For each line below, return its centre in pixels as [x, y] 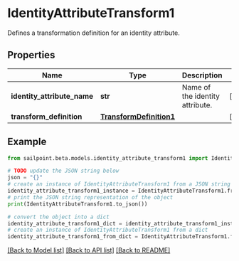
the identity [201, 96]
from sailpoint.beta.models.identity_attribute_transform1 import [108, 158]
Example [27, 142]
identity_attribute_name [52, 96]
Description [202, 75]
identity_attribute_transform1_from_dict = [73, 237]
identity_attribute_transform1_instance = [71, 191]
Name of [196, 87]
